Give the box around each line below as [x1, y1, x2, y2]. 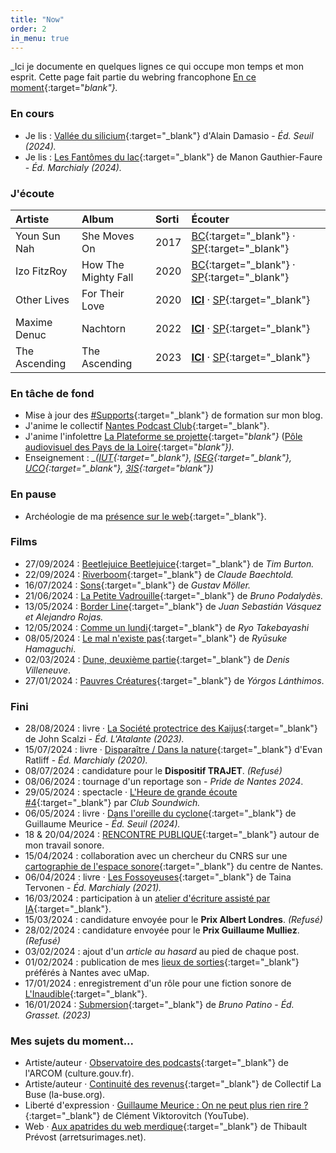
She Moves [81, 229, 135, 243]
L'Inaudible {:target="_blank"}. [24, 988, 148, 1000]
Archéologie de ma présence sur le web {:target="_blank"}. [24, 510, 267, 522]
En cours [10, 107, 55, 121]
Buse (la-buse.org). [24, 1089, 106, 1101]
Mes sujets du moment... [10, 1034, 135, 1048]
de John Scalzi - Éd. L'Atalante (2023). [24, 733, 185, 745]
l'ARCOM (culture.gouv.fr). [24, 1067, 135, 1080]
